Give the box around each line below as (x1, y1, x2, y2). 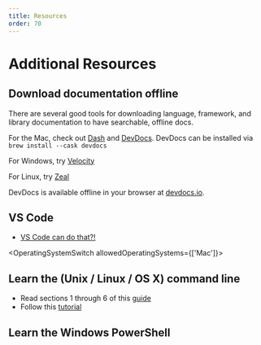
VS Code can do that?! (20, 233, 96, 242)
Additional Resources (8, 55, 157, 73)
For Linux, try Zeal (8, 172, 70, 181)
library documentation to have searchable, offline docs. (8, 117, 194, 127)
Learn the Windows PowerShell (8, 325, 171, 339)
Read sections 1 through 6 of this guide (20, 294, 152, 304)
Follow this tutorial (20, 302, 82, 312)
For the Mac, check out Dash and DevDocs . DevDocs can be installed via (8, 133, 254, 142)
